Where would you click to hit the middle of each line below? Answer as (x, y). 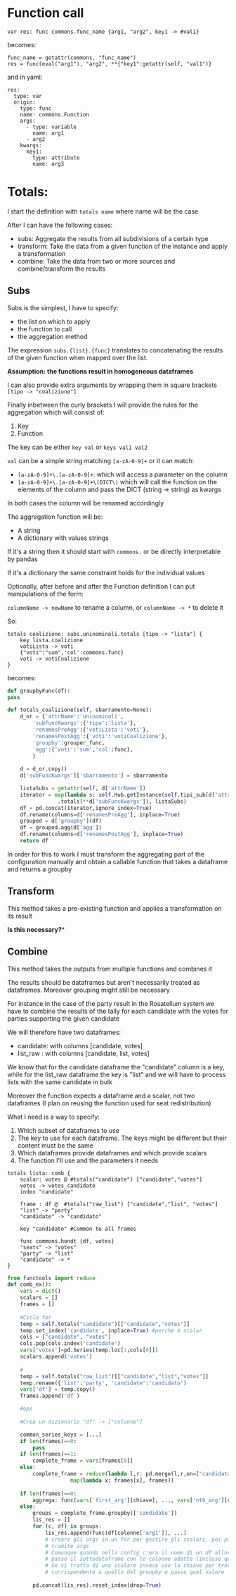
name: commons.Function (55, 114)
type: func (36, 108)
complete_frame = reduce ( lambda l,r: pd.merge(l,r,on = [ (116, 1474)
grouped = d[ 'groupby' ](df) (61, 821)
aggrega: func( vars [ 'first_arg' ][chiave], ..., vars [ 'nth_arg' (127, 1500)
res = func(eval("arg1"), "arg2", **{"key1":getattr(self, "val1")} (110, 64)
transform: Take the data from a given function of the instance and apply (123, 246)
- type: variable (51, 127)
